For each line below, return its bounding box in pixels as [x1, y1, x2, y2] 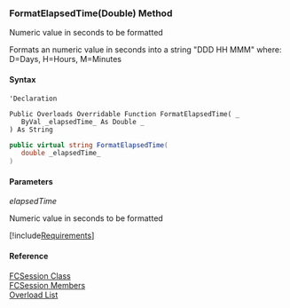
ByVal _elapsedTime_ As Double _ [20, 117, 145, 126]
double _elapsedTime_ [20, 149, 101, 158]
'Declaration [9, 94, 58, 103]
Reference [9, 250, 49, 261]
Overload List [9, 289, 59, 300]
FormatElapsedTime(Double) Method [9, 7, 173, 20]
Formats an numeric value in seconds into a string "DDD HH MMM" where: [9, 44, 282, 55]
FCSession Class [9, 270, 71, 281]
